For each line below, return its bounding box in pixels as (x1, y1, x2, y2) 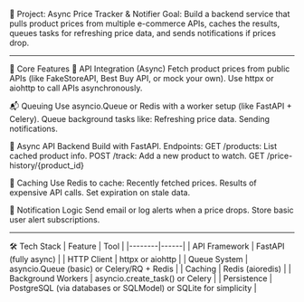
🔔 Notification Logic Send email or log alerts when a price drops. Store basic (9, 204, 294, 215)
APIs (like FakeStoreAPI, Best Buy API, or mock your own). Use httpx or (9, 73, 274, 83)
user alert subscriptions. (9, 214, 100, 225)
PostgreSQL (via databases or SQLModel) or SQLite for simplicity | (9, 283, 258, 293)
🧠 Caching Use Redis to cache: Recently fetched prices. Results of (9, 177, 258, 188)
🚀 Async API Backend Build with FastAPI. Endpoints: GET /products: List (9, 141, 278, 151)
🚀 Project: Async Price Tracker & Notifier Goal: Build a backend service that (9, 9, 290, 19)
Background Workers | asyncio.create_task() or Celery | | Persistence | (9, 273, 273, 284)
